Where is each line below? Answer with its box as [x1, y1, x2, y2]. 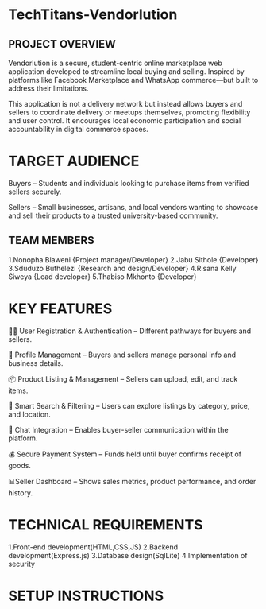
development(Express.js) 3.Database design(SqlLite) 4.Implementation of [8, 550, 248, 560]
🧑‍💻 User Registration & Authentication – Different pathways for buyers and [8, 326, 252, 336]
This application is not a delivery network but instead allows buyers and [8, 99, 243, 108]
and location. [8, 409, 52, 419]
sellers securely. [8, 187, 62, 196]
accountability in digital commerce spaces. [8, 125, 148, 134]
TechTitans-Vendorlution [8, 6, 178, 24]
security [8, 559, 36, 568]
